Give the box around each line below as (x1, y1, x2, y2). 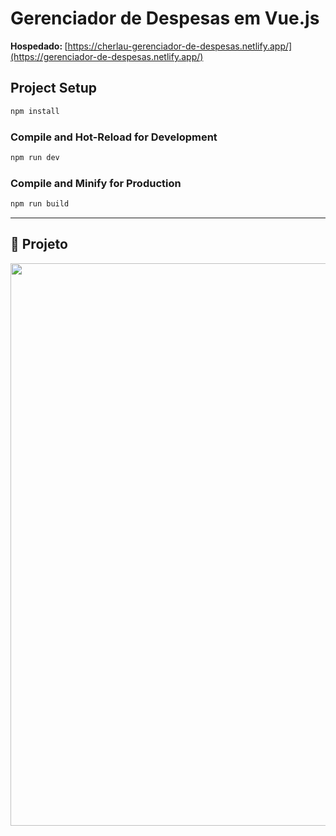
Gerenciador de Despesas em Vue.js (10, 7, 320, 30)
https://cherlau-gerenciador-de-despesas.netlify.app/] (67, 40, 293, 52)
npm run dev (10, 152, 60, 162)
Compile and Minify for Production (10, 176, 182, 190)
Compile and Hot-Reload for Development (10, 130, 218, 144)
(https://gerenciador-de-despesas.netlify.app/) (10, 50, 204, 62)
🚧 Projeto (10, 236, 68, 253)
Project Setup (10, 80, 98, 97)
